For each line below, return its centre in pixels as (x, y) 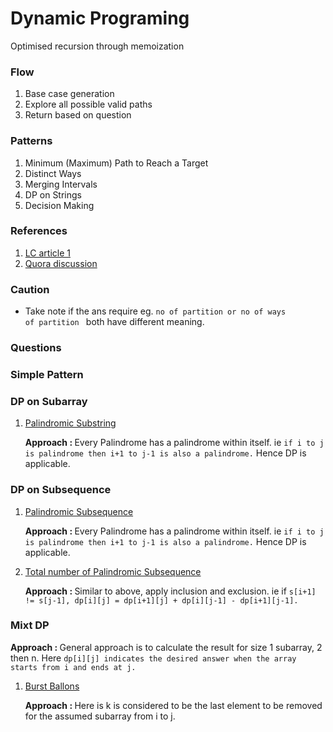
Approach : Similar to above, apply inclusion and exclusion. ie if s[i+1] (170, 591)
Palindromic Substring (70, 423)
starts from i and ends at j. (73, 667)
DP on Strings (53, 194)
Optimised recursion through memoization (97, 46)
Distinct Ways (53, 173)
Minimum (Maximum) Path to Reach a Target (116, 163)
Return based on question (78, 115)
